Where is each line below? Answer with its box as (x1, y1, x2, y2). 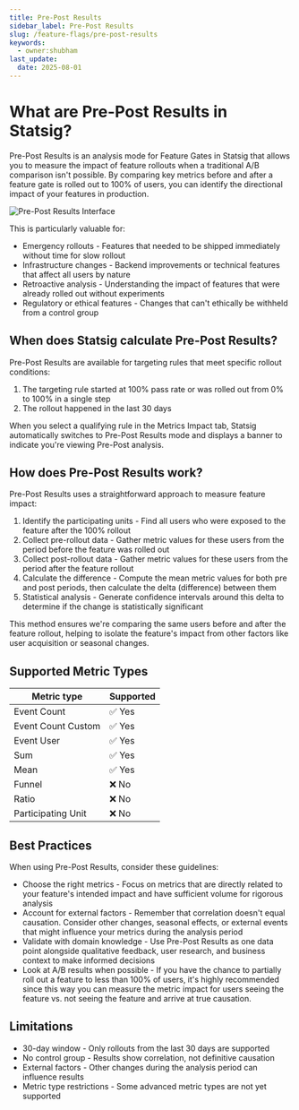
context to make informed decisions (21, 955, 155, 966)
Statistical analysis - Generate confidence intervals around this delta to (21, 592, 285, 603)
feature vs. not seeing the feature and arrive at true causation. (21, 994, 252, 1004)
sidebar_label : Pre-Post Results (9, 22, 134, 30)
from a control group (21, 306, 99, 318)
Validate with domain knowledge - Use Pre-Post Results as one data (21, 936, 274, 947)
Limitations (9, 1019, 73, 1035)
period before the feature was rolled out (21, 544, 170, 555)
